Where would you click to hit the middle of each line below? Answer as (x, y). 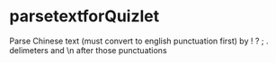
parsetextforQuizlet (85, 16)
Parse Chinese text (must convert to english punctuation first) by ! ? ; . (139, 41)
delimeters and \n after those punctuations (89, 50)
